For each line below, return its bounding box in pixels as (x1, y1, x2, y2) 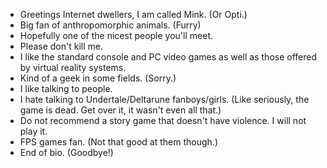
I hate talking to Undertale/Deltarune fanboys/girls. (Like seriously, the (19, 94, 310, 105)
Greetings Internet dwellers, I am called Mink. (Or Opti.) (19, 9, 248, 20)
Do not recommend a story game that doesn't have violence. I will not (19, 115, 307, 126)
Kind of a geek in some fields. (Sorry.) (19, 72, 177, 84)
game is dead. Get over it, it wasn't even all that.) (19, 104, 222, 116)
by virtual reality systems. (19, 62, 127, 73)
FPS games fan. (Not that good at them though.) (19, 136, 219, 148)
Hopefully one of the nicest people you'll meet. (19, 30, 213, 41)
